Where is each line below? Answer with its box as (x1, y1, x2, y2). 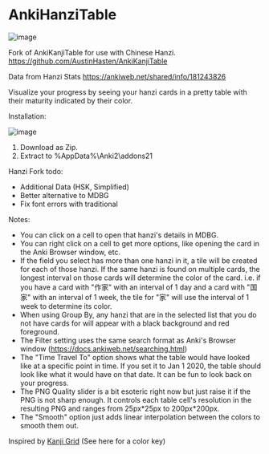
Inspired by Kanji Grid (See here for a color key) (8, 436, 166, 446)
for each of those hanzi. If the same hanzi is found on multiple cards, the (19, 264, 260, 274)
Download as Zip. (19, 142, 79, 152)
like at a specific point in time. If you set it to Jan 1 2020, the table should (19, 361, 262, 371)
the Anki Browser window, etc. (19, 247, 121, 257)
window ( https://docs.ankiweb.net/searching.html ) (19, 343, 188, 354)
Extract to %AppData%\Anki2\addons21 (19, 151, 153, 160)
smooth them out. (19, 420, 79, 430)
